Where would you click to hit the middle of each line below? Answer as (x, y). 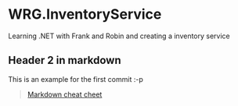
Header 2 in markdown (65, 60)
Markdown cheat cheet (65, 94)
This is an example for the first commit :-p (76, 79)
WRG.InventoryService (85, 14)
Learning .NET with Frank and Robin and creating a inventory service (119, 36)
